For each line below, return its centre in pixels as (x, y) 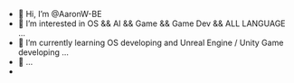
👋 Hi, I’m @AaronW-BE (60, 14)
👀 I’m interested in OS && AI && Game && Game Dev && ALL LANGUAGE (152, 23)
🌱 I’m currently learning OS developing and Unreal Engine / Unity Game (151, 42)
